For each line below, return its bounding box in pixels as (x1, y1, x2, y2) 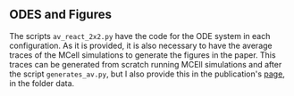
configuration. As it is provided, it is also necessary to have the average (9, 40, 273, 51)
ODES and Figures (9, 7, 112, 22)
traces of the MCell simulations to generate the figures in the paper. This (9, 49, 276, 60)
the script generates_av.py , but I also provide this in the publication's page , (9, 68, 286, 79)
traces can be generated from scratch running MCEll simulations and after (9, 59, 282, 69)
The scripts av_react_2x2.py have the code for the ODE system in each (9, 30, 271, 41)
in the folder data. (9, 77, 75, 88)
